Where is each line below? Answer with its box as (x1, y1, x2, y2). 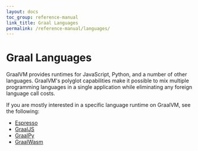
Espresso (14, 119, 38, 127)
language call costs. (6, 90, 55, 97)
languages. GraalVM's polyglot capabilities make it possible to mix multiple (6, 77, 189, 84)
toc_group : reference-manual (6, 14, 78, 20)
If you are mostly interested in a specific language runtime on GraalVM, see (6, 101, 191, 109)
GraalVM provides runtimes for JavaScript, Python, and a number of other (6, 71, 187, 78)
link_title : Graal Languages (6, 20, 78, 26)
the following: (6, 108, 40, 115)
